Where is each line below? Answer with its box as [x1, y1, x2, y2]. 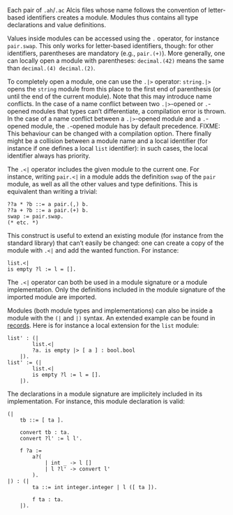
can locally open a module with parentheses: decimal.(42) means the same [7, 57, 225, 65]
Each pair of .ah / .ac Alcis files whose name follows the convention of [7, 6, 207, 14]
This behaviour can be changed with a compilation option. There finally [7, 129, 211, 137]
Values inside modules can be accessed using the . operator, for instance [7, 34, 220, 43]
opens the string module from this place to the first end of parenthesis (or [7, 85, 221, 93]
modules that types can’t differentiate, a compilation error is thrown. [31, 107, 227, 115]
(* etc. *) [7, 219, 39, 226]
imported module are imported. [7, 293, 97, 301]
